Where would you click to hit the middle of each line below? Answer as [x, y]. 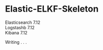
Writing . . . [16, 42]
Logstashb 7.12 [20, 27]
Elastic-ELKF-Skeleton [52, 9]
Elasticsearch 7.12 [23, 22]
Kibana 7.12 [16, 33]
